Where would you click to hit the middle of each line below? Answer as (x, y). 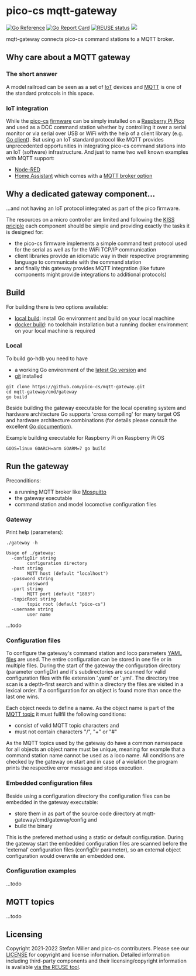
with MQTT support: (30, 158)
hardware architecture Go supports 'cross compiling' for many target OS (93, 414)
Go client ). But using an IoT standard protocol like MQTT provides (85, 139)
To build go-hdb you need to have (47, 358)
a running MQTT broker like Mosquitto (60, 492)
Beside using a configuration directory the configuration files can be (88, 796)
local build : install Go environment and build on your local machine (94, 318)
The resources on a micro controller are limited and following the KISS (90, 219)
